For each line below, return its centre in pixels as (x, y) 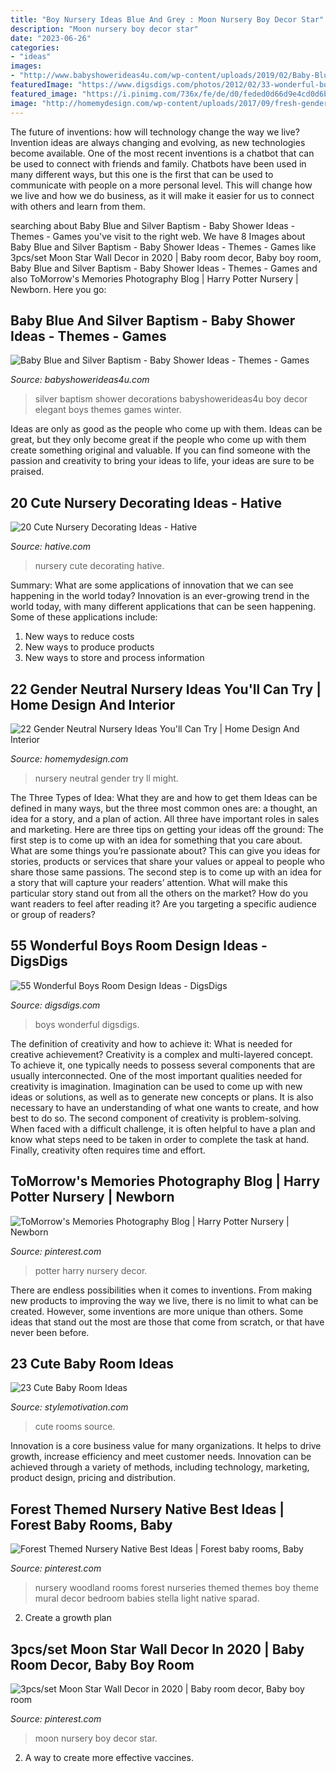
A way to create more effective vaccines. (109, 1757)
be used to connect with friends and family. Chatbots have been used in (158, 163)
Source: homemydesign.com (69, 758)
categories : (35, 47)
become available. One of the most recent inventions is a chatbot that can (162, 153)
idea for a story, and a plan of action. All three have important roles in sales (165, 818)
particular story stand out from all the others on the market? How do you (159, 893)
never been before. (50, 1332)
